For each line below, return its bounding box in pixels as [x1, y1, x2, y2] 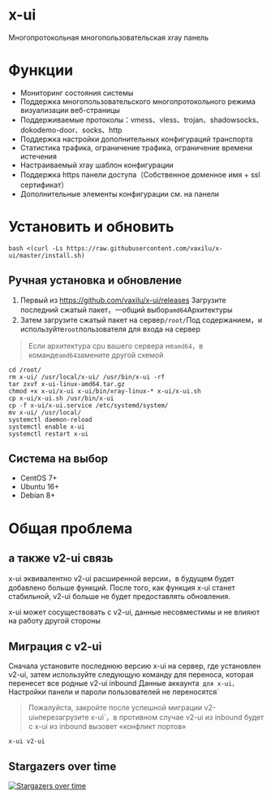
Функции [8, 61, 74, 80]
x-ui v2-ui [8, 737, 45, 745]
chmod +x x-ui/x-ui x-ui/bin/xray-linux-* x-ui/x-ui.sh [8, 387, 201, 395]
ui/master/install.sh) [8, 251, 85, 259]
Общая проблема [8, 519, 133, 537]
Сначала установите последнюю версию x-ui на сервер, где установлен [8, 661, 261, 671]
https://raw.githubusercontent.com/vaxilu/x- [66, 244, 223, 253]
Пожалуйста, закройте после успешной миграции [28, 703, 203, 713]
